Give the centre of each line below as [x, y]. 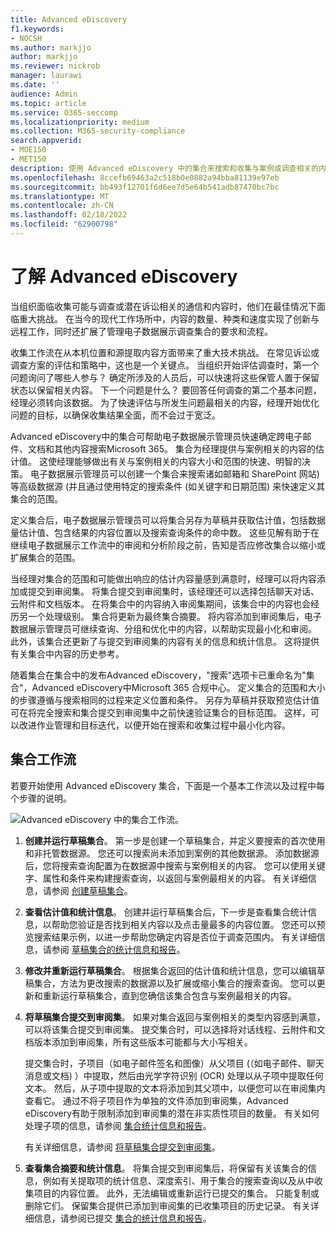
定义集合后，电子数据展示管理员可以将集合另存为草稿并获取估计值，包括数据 [168, 520]
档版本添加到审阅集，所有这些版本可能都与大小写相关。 [138, 1042]
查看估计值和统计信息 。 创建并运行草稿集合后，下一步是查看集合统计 [166, 912]
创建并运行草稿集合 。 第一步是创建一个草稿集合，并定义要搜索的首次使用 [175, 840]
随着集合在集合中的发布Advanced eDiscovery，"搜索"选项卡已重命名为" [158, 675]
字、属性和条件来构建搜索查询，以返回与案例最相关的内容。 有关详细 [166, 878]
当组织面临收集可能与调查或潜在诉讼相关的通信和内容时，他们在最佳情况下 [163, 306]
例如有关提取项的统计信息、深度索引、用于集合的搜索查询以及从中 [178, 1180]
